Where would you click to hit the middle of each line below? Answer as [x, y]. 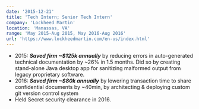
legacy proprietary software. [50, 75]
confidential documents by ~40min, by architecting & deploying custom [102, 87]
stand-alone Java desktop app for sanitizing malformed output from [98, 68]
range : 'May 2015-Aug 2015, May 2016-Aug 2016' [66, 34]
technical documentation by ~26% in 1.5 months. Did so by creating [97, 62]
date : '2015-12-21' [30, 11]
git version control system [47, 93]
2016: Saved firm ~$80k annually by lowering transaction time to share [103, 81]
